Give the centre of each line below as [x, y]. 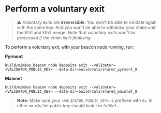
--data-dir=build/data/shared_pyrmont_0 [96, 69]
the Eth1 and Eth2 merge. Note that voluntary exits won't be [76, 32]
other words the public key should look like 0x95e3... [70, 105]
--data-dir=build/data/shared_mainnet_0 [96, 91]
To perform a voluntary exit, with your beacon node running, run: [70, 47]
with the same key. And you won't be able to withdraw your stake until [87, 27]
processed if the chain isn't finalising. [54, 38]
